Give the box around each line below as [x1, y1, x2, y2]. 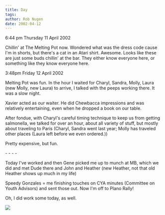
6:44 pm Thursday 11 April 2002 [5, 35, 71, 41]
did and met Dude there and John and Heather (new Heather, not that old [5, 165, 155, 171]
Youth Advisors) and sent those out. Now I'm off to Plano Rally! [5, 186, 134, 192]
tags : [5, 12, 16, 17]
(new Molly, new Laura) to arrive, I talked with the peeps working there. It [5, 85, 155, 91]
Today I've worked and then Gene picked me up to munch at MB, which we [5, 160, 159, 166]
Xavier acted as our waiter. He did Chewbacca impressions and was [5, 100, 145, 106]
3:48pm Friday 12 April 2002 [5, 70, 64, 76]
